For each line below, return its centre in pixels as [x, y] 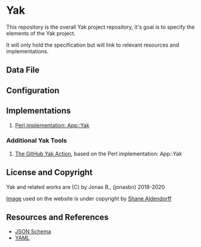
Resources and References [57, 217]
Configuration [33, 90]
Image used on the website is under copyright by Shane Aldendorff [89, 199]
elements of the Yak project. [41, 33]
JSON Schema [33, 231]
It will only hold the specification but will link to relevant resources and [93, 45]
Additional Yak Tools [36, 141]
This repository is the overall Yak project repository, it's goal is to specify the [100, 27]
